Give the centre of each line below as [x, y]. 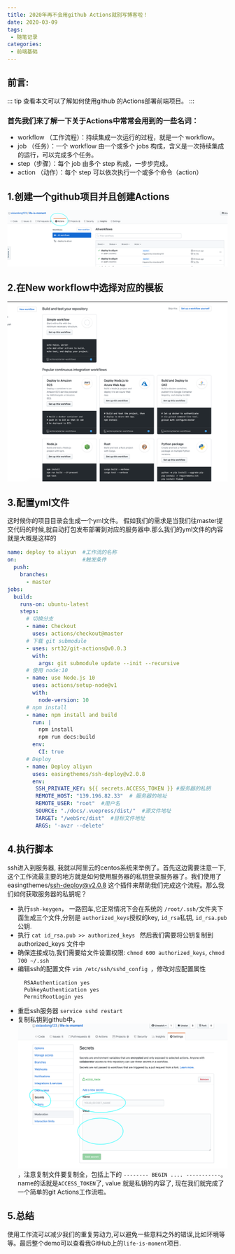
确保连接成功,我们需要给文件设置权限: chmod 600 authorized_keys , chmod [121, 952]
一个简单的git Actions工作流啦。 [63, 1192]
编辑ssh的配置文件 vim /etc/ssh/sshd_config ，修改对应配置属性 [112, 968]
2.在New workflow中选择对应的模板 [85, 288]
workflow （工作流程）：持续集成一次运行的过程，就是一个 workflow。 [118, 137]
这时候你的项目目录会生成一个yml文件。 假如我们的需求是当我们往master [112, 521]
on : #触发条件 [57, 560]
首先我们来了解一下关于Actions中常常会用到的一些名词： [103, 120]
